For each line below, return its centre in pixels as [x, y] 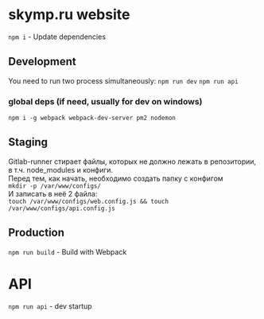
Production [37, 233]
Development [43, 62]
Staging [28, 142]
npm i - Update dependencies [57, 37]
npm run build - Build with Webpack [68, 251]
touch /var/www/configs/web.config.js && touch [89, 201]
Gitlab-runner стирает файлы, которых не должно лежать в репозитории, [132, 161]
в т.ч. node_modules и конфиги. [61, 169]
